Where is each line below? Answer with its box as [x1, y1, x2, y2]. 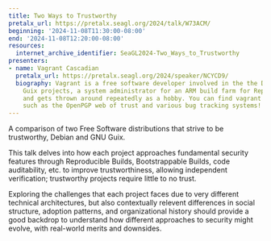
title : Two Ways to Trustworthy [8, 11, 117, 20]
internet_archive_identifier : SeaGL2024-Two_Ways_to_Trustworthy [15, 49, 240, 57]
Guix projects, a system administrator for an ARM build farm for [23, 86, 251, 95]
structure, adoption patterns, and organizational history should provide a [8, 206, 249, 216]
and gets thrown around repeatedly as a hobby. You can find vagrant [23, 94, 262, 102]
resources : [8, 42, 45, 50]
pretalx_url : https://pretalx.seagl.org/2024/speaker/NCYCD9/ [15, 72, 229, 80]
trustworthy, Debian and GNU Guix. [8, 132, 126, 142]
